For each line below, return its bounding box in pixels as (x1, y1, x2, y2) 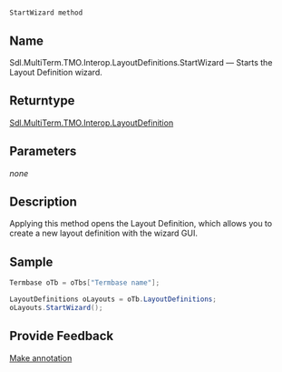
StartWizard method (9, 8, 83, 17)
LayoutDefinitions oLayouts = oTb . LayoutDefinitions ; (9, 295, 218, 304)
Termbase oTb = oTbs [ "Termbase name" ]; (9, 278, 160, 287)
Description (9, 195, 77, 210)
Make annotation (9, 352, 73, 363)
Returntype (9, 93, 75, 108)
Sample (9, 254, 53, 269)
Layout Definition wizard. (9, 67, 102, 77)
